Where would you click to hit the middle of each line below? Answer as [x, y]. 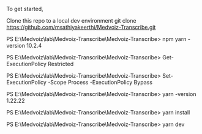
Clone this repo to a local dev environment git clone [71, 20]
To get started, [25, 9]
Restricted [61, 64]
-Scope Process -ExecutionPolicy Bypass [100, 82]
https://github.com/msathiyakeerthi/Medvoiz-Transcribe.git [81, 27]
